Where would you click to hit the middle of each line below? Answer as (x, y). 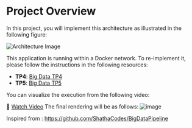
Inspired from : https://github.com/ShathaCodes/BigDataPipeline (87, 118)
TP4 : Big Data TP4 (39, 76)
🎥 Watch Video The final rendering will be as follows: (73, 106)
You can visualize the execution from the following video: (78, 94)
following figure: (27, 34)
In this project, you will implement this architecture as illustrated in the (94, 28)
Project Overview (51, 11)
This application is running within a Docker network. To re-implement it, (96, 58)
